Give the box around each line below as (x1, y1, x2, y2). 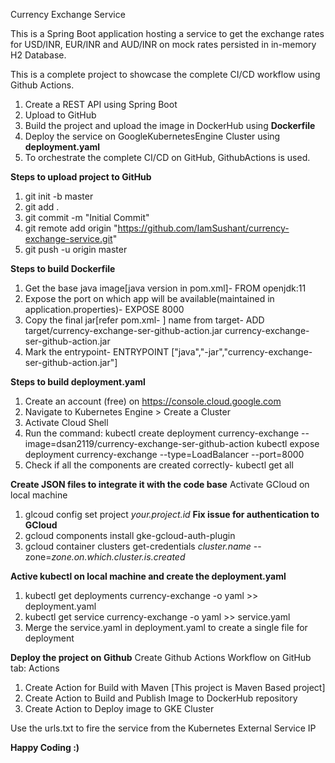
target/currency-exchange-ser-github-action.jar (24, 325, 223, 336)
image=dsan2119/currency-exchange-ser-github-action (24, 438, 255, 449)
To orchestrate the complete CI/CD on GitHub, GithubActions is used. (24, 152, 311, 163)
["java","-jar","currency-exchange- (171, 346, 313, 358)
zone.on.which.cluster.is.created (51, 551, 186, 563)
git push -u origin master (24, 244, 128, 255)
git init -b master (24, 190, 94, 202)
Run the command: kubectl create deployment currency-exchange (24, 427, 300, 439)
